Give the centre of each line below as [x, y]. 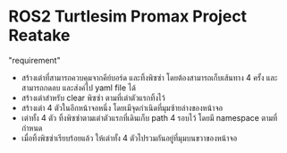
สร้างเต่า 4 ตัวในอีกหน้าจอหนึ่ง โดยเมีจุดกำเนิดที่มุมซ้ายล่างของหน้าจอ [122, 107]
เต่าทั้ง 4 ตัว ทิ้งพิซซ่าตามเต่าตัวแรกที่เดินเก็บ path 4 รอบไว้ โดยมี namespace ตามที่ [149, 117]
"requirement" [34, 60]
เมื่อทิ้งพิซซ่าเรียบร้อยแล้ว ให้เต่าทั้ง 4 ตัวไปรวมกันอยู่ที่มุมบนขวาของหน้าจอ [129, 138]
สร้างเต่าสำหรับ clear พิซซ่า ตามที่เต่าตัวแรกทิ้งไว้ [93, 98]
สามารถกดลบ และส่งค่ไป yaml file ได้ [78, 88]
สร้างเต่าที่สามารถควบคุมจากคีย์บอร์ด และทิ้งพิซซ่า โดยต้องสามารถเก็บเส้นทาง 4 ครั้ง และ [149, 77]
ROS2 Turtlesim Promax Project [128, 17]
